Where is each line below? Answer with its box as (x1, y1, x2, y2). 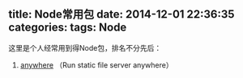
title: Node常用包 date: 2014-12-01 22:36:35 (8, 7, 235, 22)
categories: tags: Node (8, 21, 127, 35)
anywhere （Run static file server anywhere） (19, 60, 173, 70)
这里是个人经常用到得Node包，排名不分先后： (8, 43, 162, 52)
